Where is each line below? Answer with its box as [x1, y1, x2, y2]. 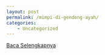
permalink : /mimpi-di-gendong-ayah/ [6, 14, 99, 20]
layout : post [6, 8, 39, 15]
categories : [6, 20, 36, 26]
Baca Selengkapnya [6, 42, 56, 49]
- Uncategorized [17, 25, 59, 32]
